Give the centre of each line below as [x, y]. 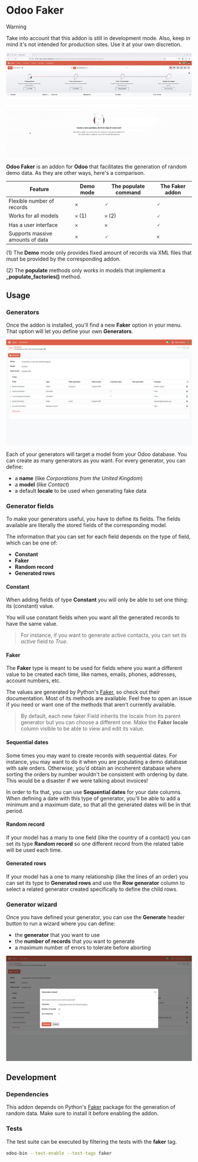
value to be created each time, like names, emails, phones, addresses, [91, 675]
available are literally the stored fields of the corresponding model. [87, 525]
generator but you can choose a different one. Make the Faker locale [104, 722]
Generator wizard [32, 904]
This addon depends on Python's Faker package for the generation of [91, 1107]
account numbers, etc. [34, 681]
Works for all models [34, 216]
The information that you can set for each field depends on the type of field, [98, 536]
